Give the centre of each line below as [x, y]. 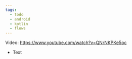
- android [20, 19]
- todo [17, 14]
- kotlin [19, 24]
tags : [11, 10]
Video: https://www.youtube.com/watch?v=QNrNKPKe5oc [66, 42]
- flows [18, 28]
